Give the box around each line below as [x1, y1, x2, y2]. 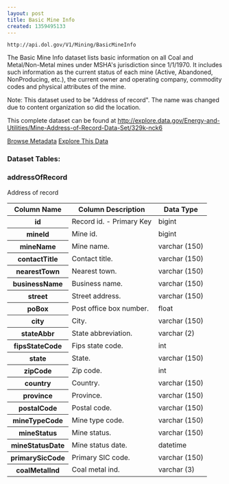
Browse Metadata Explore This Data [7, 137, 108, 145]
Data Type [163, 204, 198, 214]
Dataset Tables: [7, 154, 60, 164]
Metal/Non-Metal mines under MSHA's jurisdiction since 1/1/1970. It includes [7, 61, 223, 69]
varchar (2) [158, 328, 195, 338]
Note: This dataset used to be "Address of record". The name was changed [7, 96, 219, 104]
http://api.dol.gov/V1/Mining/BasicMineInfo [7, 42, 136, 49]
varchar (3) [158, 465, 195, 474]
